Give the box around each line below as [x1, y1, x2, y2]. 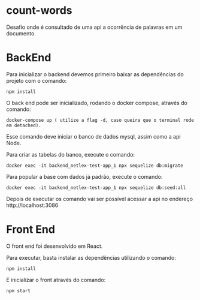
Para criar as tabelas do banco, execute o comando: [6, 151, 135, 158]
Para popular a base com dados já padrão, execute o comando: [6, 173, 163, 180]
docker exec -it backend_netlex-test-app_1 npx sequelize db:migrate [6, 163, 184, 169]
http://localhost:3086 [6, 202, 59, 209]
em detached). [6, 122, 42, 128]
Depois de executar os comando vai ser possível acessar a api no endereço [6, 195, 193, 202]
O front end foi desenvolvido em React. [6, 242, 103, 250]
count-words [6, 4, 73, 17]
